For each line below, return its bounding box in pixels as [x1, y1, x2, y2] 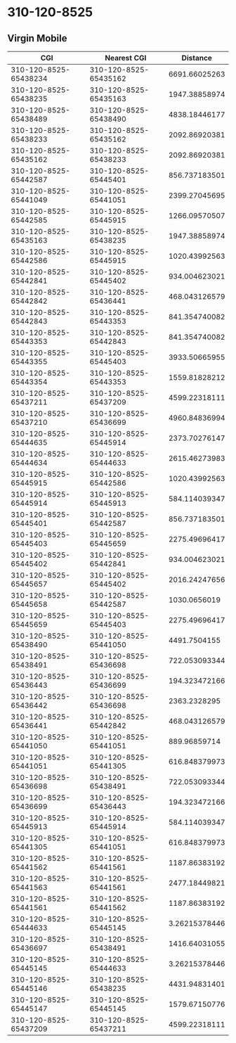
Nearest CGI [105, 53, 147, 63]
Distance [181, 53, 213, 63]
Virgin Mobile [7, 32, 67, 44]
